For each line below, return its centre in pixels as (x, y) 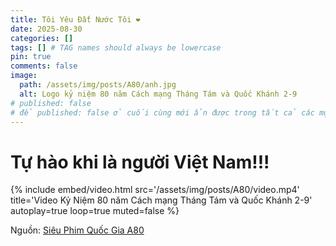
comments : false (44, 66)
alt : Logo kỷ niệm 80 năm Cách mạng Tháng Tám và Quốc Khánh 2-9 (158, 94)
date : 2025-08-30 (46, 29)
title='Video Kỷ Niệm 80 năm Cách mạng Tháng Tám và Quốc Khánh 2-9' (161, 200)
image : (24, 76)
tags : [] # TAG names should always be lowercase (116, 47)
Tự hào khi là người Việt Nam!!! (140, 162)
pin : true (31, 57)
